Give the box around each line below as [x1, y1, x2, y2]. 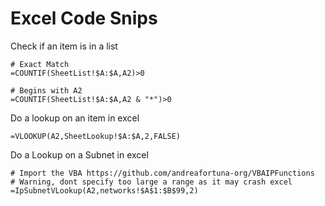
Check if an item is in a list [10, 40, 118, 52]
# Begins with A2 [10, 85, 83, 96]
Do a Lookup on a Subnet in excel [10, 148, 149, 161]
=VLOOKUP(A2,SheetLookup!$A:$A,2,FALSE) [10, 131, 182, 141]
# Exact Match [10, 59, 70, 69]
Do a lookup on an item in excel [10, 112, 140, 124]
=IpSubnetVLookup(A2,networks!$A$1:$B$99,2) [10, 185, 199, 196]
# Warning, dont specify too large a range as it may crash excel [10, 177, 293, 187]
